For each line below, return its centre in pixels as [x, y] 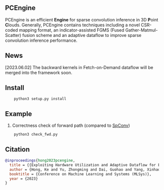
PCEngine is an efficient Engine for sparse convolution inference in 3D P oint [82, 19]
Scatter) [13, 35]
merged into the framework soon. [39, 72]
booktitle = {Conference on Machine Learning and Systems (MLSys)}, [81, 174]
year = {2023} [24, 179]
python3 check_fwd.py [36, 135]
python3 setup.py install [40, 99]
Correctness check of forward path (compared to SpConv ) [71, 125]
